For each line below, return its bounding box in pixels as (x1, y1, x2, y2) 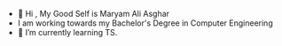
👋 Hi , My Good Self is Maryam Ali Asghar (17, 9, 170, 19)
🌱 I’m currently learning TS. (17, 27, 118, 37)
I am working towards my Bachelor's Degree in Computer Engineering (17, 18, 273, 28)
